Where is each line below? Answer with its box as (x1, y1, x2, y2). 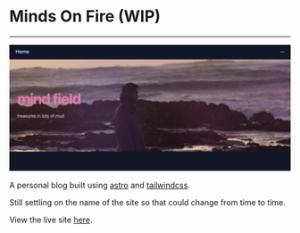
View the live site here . (9, 214, 93, 225)
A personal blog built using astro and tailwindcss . (9, 180, 190, 191)
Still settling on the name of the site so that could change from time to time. (9, 197, 286, 208)
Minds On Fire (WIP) (9, 6, 161, 27)
